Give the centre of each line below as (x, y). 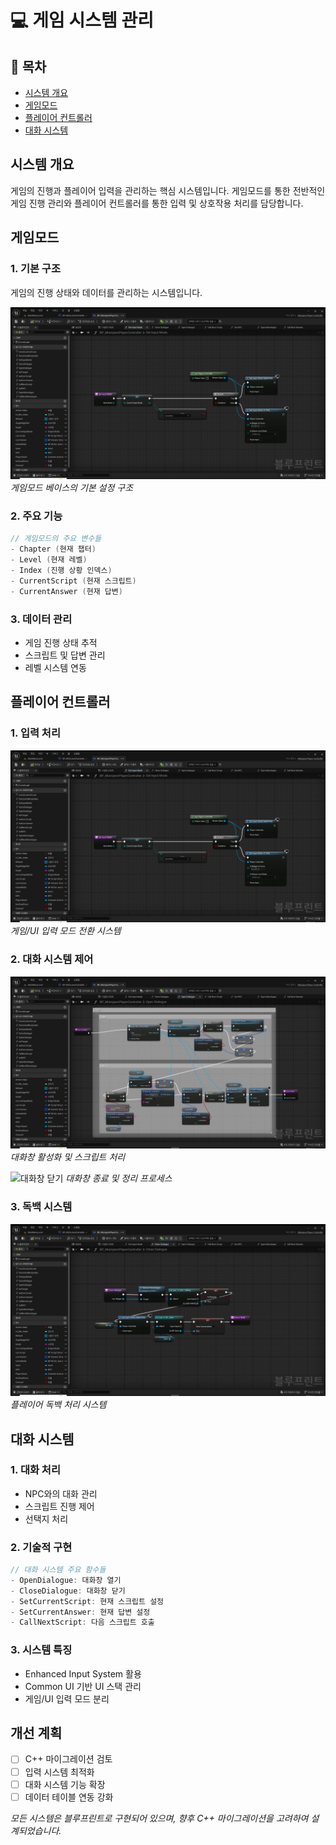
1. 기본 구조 (35, 269)
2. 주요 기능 (36, 516)
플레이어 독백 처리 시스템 (58, 1405)
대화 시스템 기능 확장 (65, 1784)
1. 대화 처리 (35, 1470)
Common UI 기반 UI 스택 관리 (83, 1686)
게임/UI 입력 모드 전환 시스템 (66, 931)
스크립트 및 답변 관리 (65, 655)
